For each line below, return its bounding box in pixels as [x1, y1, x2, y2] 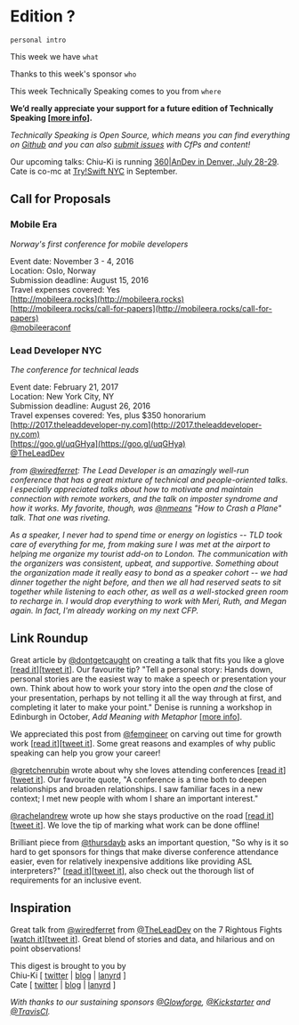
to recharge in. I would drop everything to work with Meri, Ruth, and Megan [10, 595, 287, 606]
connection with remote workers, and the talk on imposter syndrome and [10, 493, 279, 504]
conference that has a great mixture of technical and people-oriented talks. [10, 474, 288, 485]
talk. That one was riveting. [10, 512, 110, 522]
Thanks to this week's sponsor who [10, 69, 137, 79]
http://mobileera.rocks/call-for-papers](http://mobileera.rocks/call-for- [12, 303, 272, 313]
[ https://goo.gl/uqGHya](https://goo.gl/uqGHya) [10, 438, 186, 448]
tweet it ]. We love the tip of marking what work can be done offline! [12, 819, 261, 830]
